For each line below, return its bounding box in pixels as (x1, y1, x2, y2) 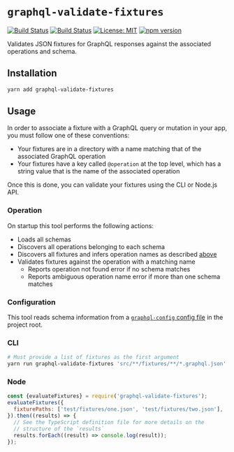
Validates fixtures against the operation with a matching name (17, 257, 196, 266)
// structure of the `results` (13, 425, 105, 432)
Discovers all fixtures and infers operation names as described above (17, 250, 217, 258)
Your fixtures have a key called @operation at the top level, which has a (17, 160, 221, 168)
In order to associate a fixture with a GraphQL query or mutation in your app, (7, 124, 228, 132)
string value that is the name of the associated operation (17, 167, 180, 176)
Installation (7, 67, 57, 79)
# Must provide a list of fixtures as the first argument (7, 354, 180, 361)
